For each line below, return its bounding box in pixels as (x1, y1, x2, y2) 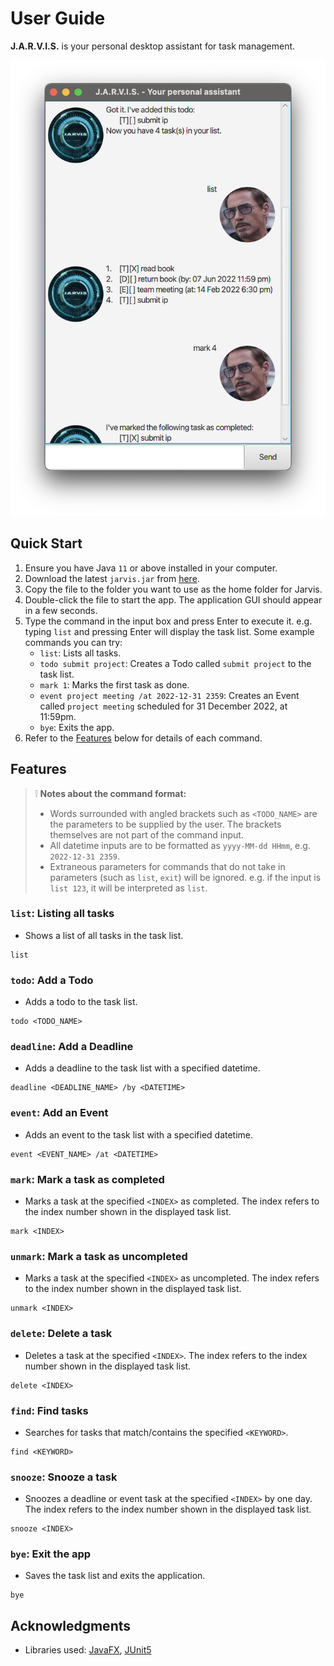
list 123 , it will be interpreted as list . (49, 882, 208, 894)
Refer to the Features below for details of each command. (24, 732, 263, 744)
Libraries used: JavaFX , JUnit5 (24, 1644, 152, 1656)
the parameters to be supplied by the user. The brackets (49, 818, 282, 830)
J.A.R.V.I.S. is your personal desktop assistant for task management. (10, 40, 296, 52)
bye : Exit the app (10, 1547, 92, 1561)
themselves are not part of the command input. (49, 828, 244, 841)
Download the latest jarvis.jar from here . (24, 572, 200, 584)
